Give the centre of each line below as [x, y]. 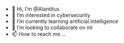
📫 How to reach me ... [39, 34]
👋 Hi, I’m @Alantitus [36, 9]
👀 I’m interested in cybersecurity [51, 15]
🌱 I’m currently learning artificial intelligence [65, 21]
